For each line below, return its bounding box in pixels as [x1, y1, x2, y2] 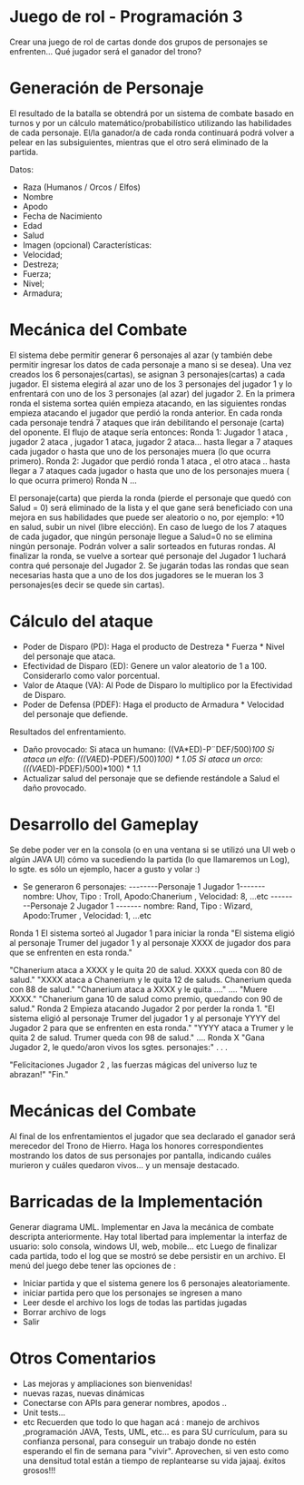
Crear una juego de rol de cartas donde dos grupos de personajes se [9, 36, 268, 47]
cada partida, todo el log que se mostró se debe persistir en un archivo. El [9, 1250, 286, 1261]
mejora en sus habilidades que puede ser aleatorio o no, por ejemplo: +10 [9, 511, 285, 523]
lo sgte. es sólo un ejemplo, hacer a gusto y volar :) [9, 863, 201, 874]
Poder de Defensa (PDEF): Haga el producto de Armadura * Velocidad [22, 699, 285, 710]
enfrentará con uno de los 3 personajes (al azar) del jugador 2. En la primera [9, 388, 295, 398]
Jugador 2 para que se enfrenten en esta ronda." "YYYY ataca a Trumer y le [9, 1022, 294, 1033]
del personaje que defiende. [22, 708, 129, 719]
